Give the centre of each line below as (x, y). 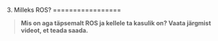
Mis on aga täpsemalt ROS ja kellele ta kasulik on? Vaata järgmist (116, 23)
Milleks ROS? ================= (67, 10)
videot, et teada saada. (54, 30)
